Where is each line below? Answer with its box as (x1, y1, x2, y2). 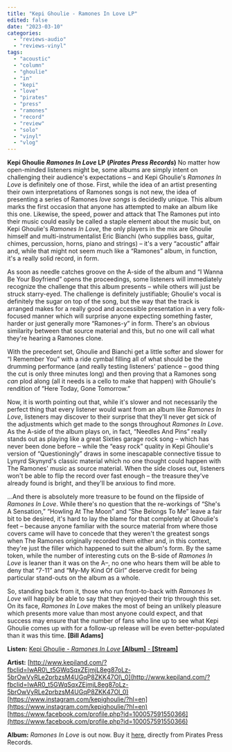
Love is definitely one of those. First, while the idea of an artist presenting (7, 181, 217, 189)
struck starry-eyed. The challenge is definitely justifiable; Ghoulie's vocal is (7, 290, 222, 299)
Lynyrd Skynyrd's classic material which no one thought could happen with (7, 457, 222, 465)
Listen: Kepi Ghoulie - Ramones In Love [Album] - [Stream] (7, 645, 179, 653)
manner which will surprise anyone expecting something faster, (32, 312, 213, 320)
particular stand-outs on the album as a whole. (7, 574, 141, 582)
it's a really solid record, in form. (7, 254, 99, 262)
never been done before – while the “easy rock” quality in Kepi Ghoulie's (7, 442, 213, 451)
